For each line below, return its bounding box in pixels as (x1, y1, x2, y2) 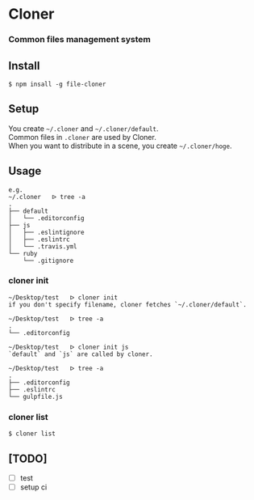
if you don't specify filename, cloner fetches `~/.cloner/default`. (8, 300, 248, 308)
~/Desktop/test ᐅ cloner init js (8, 343, 129, 351)
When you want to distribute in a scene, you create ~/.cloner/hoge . (8, 141, 232, 150)
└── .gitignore (23, 256, 74, 265)
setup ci (19, 482, 48, 492)
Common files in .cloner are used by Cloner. (8, 132, 157, 142)
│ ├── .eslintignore (8, 228, 85, 236)
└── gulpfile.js (8, 392, 63, 400)
